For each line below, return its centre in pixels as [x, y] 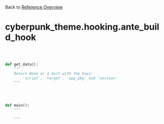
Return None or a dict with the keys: [54, 73]
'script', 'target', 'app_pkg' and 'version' [70, 78]
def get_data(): [22, 64]
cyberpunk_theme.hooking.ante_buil [82, 27]
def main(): [17, 105]
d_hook [21, 38]
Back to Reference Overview [34, 7]
